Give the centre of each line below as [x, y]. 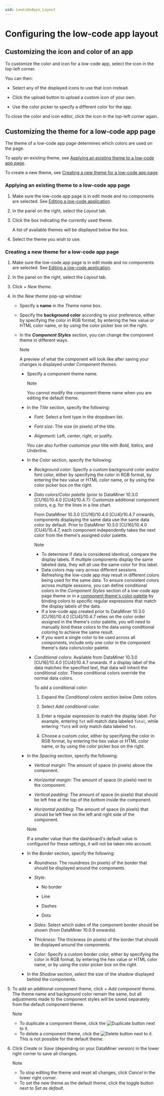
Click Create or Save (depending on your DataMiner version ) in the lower [86, 1049]
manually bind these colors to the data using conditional [98, 627]
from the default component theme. [48, 1005]
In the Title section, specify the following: [68, 408]
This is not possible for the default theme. [61, 1039]
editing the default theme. [53, 398]
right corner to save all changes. [45, 1054]
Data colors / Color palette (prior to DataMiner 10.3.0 [86, 495]
